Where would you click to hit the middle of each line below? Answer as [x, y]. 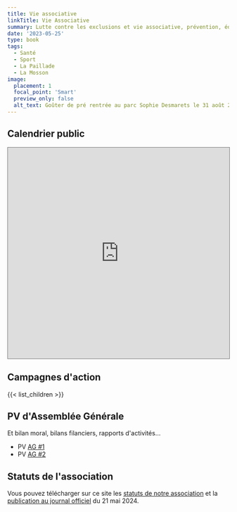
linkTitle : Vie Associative [49, 20]
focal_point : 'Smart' [45, 92]
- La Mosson [31, 72]
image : [17, 79]
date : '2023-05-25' [36, 33]
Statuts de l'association [60, 476]
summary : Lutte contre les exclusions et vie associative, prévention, [114, 27]
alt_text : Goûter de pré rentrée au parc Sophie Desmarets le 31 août [119, 105]
